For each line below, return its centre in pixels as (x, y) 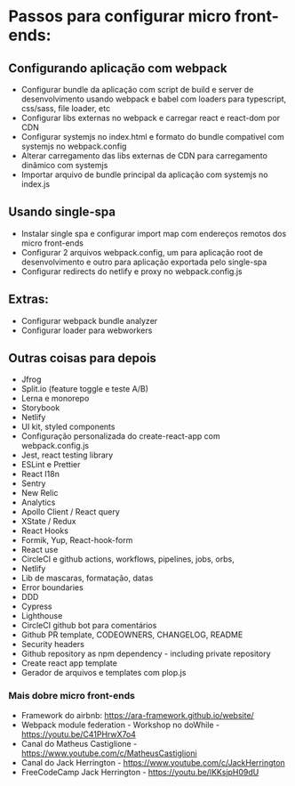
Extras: (29, 300)
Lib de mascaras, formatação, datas (87, 578)
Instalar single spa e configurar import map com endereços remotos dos (154, 233)
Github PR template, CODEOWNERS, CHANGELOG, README (132, 635)
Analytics (38, 502)
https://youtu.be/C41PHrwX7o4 (79, 734)
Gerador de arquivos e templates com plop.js (104, 673)
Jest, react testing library (67, 455)
